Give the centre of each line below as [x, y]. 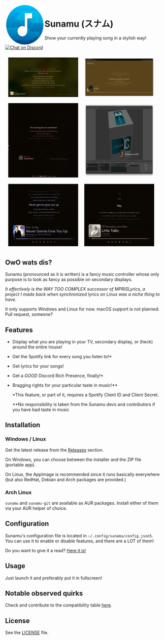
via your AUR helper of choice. [36, 508]
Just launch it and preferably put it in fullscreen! [54, 578]
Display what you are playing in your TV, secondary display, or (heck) [82, 341]
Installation [23, 425]
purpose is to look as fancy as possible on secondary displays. [69, 280]
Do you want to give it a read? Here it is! [46, 550]
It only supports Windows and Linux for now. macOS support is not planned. [82, 309]
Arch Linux [18, 492]
